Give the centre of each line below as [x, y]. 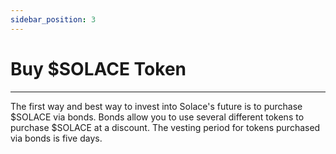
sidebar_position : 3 [53, 19]
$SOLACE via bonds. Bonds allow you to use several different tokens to [157, 117]
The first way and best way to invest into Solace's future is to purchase [156, 106]
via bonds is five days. [56, 138]
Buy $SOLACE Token [98, 68]
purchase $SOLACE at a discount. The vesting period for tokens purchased [165, 127]
